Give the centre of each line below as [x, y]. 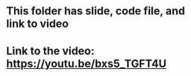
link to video [38, 24]
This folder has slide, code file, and [96, 11]
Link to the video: [50, 51]
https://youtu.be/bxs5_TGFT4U [86, 64]
